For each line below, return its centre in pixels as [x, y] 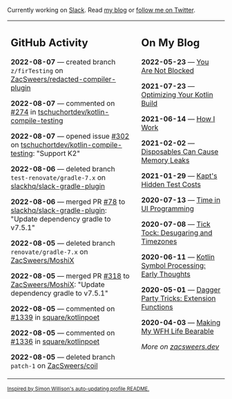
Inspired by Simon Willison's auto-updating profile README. [78, 389]
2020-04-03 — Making [181, 322]
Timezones [159, 241]
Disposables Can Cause [180, 151]
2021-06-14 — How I [178, 119]
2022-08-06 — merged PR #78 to [68, 202]
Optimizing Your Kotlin [177, 95]
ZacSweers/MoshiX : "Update [58, 284]
